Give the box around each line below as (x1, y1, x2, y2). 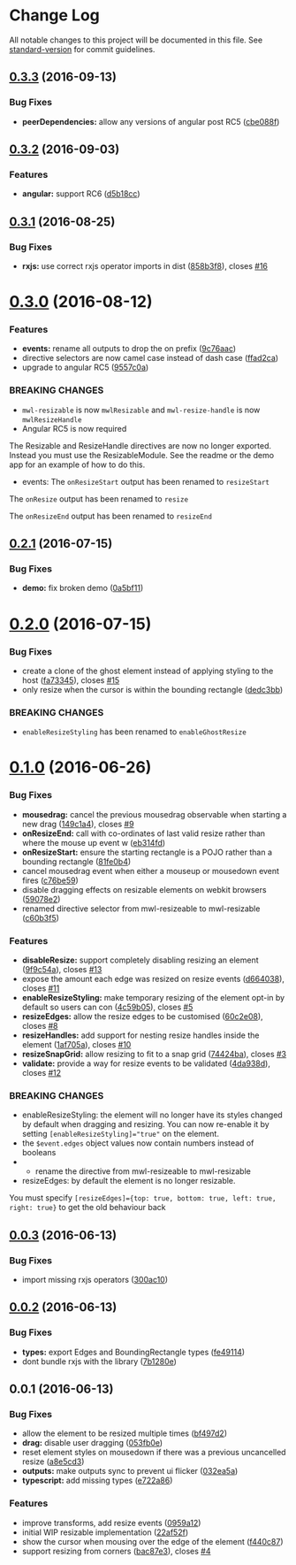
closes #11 (21, 983, 60, 993)
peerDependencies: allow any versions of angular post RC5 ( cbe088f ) (21, 116, 280, 127)
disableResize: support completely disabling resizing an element (21, 955, 259, 965)
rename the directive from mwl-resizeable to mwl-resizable (34, 1166, 252, 1177)
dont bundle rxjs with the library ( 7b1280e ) (21, 1355, 177, 1367)
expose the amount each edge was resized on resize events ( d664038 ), (21, 974, 285, 985)
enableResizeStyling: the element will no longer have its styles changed (21, 1109, 283, 1120)
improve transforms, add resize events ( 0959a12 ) (21, 1517, 201, 1528)
